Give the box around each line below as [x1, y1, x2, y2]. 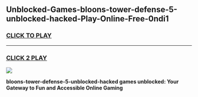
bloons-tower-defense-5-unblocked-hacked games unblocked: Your [6, 78, 179, 85]
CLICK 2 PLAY [6, 53, 47, 62]
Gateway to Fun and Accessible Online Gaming [6, 84, 123, 91]
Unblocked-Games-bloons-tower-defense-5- [6, 5, 178, 15]
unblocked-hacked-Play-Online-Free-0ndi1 [6, 14, 169, 24]
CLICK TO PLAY [6, 32, 52, 40]
